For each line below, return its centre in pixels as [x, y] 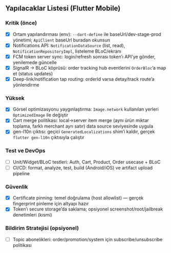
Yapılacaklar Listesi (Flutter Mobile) [63, 8]
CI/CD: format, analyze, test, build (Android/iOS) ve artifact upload [82, 167]
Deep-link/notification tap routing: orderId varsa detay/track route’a [83, 79]
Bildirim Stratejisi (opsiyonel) [42, 228]
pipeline [21, 173]
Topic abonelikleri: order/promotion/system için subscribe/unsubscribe [88, 239]
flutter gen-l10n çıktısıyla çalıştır [48, 137]
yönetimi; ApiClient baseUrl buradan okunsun [61, 40]
